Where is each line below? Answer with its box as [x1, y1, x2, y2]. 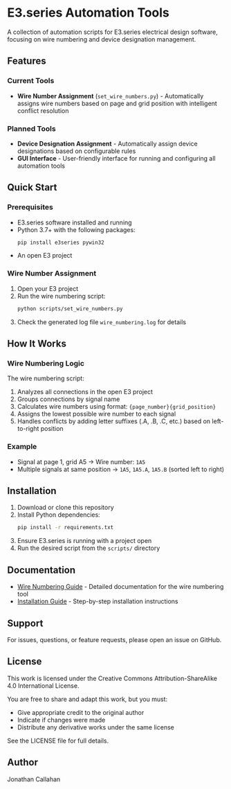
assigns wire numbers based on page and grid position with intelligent [17, 99, 218, 107]
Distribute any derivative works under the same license [17, 722, 174, 732]
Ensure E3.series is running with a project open [17, 537, 152, 545]
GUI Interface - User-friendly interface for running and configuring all [17, 154, 216, 162]
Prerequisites [7, 202, 53, 212]
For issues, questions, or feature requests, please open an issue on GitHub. [7, 635, 222, 644]
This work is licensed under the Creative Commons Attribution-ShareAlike [7, 674, 218, 682]
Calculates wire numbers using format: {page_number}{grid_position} [17, 402, 216, 411]
